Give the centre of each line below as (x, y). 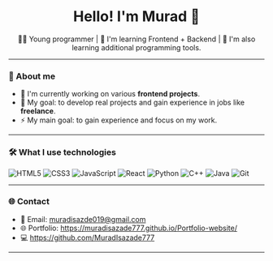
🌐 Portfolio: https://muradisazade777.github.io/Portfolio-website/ (129, 228)
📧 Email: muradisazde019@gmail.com (83, 219)
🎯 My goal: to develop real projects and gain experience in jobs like (132, 103)
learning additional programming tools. (136, 47)
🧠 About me (32, 76)
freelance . (38, 111)
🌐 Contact (29, 202)
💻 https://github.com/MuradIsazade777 (87, 237)
